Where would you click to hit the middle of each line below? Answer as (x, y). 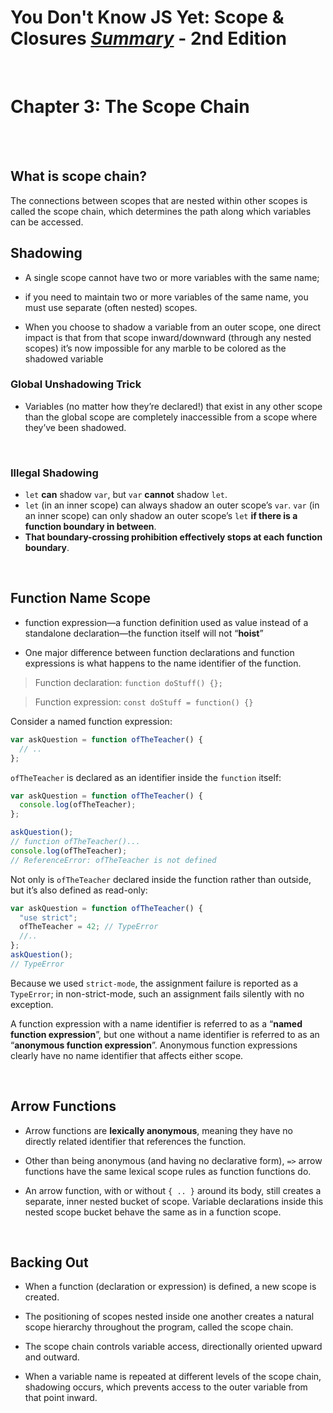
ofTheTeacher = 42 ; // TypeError (89, 927)
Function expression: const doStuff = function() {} (144, 702)
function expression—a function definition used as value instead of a (166, 622)
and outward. (52, 1357)
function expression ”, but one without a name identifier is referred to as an (165, 1034)
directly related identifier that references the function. (135, 1141)
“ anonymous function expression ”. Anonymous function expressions (154, 1045)
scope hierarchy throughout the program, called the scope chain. (159, 1327)
